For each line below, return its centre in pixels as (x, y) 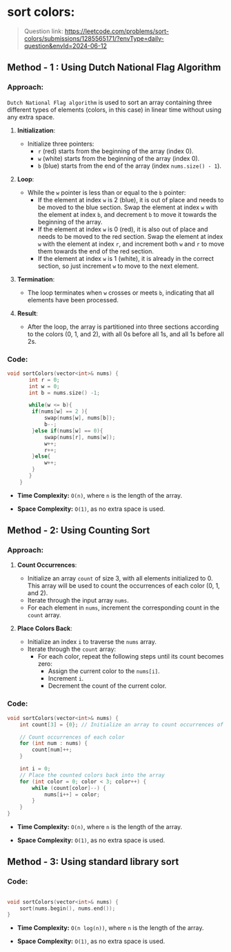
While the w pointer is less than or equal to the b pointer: (107, 192)
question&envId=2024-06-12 (65, 46)
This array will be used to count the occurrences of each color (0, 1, (124, 586)
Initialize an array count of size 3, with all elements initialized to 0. (120, 579)
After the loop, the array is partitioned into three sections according (123, 327)
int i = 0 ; (35, 769)
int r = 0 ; (44, 380)
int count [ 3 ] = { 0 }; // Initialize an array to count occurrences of (122, 725)
